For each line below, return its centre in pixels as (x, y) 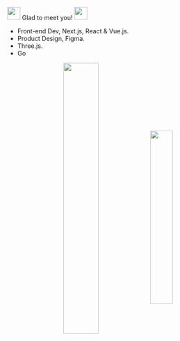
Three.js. (30, 46)
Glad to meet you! (47, 18)
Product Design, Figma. (51, 39)
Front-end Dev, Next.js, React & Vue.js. (73, 31)
